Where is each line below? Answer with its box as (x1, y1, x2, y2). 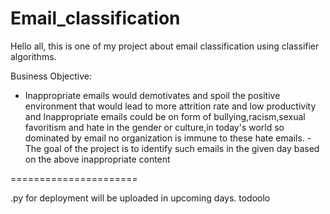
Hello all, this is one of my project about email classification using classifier (10, 40, 320, 52)
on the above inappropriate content (24, 153, 171, 165)
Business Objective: (10, 70, 92, 82)
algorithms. (10, 50, 57, 62)
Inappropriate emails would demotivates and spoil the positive (24, 89, 281, 101)
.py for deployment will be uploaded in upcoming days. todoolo (10, 192, 271, 204)
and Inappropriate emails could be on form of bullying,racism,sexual (24, 110, 306, 122)
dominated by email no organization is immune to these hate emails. (24, 132, 305, 144)
